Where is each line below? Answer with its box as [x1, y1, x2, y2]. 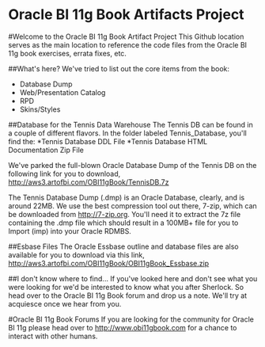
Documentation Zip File [8, 145, 85, 154]
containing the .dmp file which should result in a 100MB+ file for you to [8, 218, 239, 227]
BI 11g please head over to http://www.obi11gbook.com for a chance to [8, 322, 237, 332]
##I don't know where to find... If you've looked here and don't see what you [8, 273, 258, 283]
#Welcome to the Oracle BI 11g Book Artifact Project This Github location [8, 32, 244, 41]
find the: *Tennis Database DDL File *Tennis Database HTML [8, 136, 208, 146]
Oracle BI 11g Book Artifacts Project [8, 6, 244, 24]
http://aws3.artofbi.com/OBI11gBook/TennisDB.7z [8, 177, 169, 187]
